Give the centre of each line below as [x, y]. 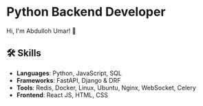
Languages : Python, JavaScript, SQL [69, 73]
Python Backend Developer [86, 12]
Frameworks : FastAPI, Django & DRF [68, 80]
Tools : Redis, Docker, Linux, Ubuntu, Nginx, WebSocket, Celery [106, 88]
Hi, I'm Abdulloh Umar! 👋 [41, 31]
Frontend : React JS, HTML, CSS [62, 95]
